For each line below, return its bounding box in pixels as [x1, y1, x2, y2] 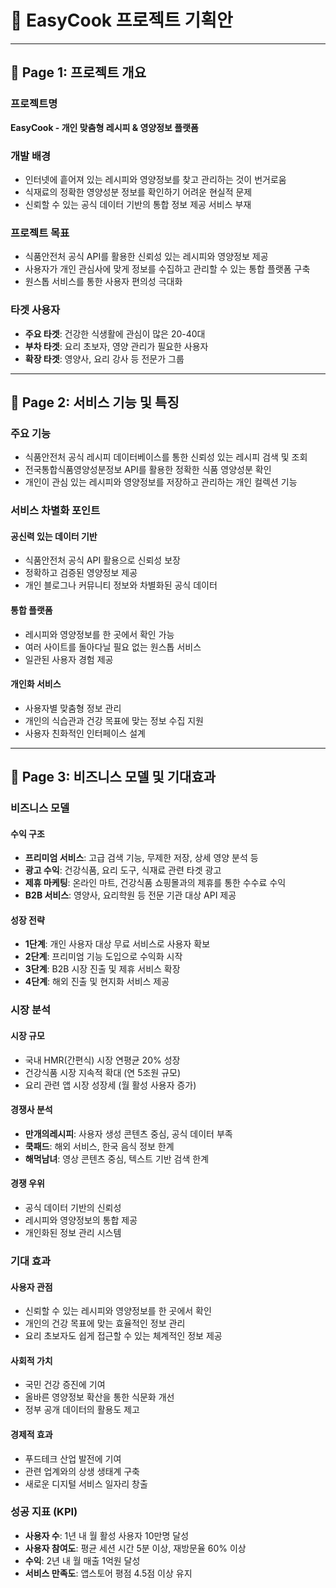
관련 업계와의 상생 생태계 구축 [24, 1465, 140, 1477]
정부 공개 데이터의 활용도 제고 [24, 1404, 140, 1416]
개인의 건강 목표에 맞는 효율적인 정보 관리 [24, 1317, 186, 1330]
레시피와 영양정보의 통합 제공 [24, 1214, 138, 1226]
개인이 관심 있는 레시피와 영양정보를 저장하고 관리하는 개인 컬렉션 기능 [24, 476, 298, 488]
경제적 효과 [10, 1428, 53, 1440]
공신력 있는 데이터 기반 [10, 530, 98, 542]
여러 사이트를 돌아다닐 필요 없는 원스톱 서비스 [24, 641, 202, 653]
